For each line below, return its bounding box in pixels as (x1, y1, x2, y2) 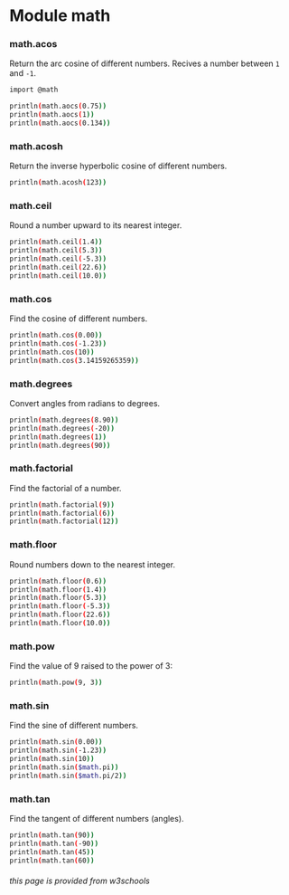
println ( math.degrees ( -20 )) (9, 424, 116, 433)
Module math (9, 5, 111, 26)
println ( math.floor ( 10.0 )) (9, 619, 111, 628)
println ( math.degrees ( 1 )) (9, 432, 107, 442)
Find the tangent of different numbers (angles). (9, 814, 184, 824)
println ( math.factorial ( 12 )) (9, 517, 119, 526)
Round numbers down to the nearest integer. (9, 558, 176, 570)
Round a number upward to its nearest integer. (9, 220, 182, 231)
